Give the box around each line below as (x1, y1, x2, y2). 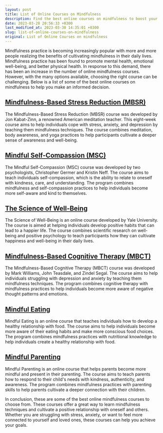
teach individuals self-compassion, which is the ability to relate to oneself (5, 174, 152, 181)
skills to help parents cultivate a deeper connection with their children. (5, 387, 146, 392)
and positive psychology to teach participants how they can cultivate (17, 233, 156, 239)
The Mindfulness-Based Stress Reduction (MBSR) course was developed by (5, 111, 158, 117)
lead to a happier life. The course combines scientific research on (5, 227, 137, 233)
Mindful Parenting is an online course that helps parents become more (5, 366, 146, 371)
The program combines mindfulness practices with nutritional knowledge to (5, 333, 157, 339)
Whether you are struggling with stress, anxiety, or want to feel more (5, 412, 143, 417)
